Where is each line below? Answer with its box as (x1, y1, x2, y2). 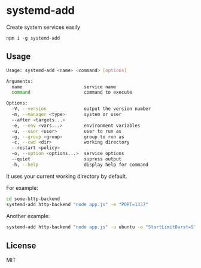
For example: (6, 184, 39, 191)
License (6, 240, 36, 251)
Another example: (6, 212, 50, 219)
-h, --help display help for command (11, 162, 148, 168)
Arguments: (6, 78, 33, 84)
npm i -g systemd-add (6, 35, 60, 41)
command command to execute (11, 90, 133, 96)
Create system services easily (6, 23, 81, 31)
